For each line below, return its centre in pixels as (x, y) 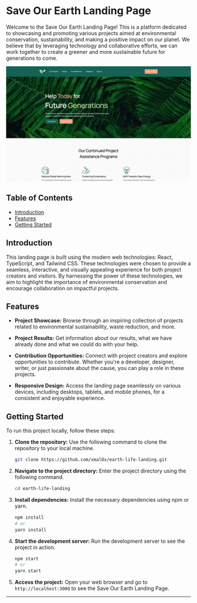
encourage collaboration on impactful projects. (62, 288)
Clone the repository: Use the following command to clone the (91, 442)
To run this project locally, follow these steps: (61, 431)
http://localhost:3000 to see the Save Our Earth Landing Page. (92, 588)
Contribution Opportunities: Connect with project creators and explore (101, 356)
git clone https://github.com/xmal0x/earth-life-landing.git (91, 460)
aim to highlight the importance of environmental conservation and (86, 282)
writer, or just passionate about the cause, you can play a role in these (99, 368)
